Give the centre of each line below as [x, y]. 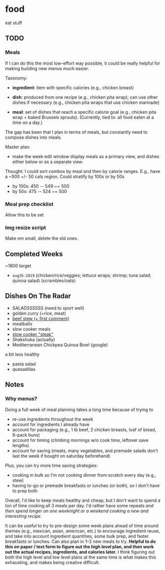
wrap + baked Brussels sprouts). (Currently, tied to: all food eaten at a [83, 117]
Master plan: [18, 147]
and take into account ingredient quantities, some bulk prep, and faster [77, 536]
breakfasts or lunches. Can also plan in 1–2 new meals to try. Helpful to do [81, 541]
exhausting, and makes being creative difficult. [52, 562]
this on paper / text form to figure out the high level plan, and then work [80, 546]
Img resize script [26, 227]
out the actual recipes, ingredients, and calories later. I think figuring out [80, 552]
